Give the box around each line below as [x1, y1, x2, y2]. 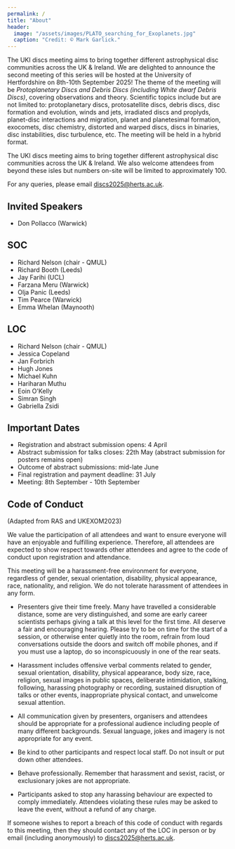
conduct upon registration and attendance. [7, 553, 131, 562]
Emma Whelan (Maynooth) [17, 303, 95, 311]
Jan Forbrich [17, 356, 55, 365]
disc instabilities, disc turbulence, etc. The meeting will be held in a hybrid [7, 131, 221, 139]
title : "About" [7, 17, 52, 24]
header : [7, 23, 30, 30]
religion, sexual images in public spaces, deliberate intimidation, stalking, [17, 676, 229, 685]
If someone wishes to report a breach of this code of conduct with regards [7, 819, 223, 827]
